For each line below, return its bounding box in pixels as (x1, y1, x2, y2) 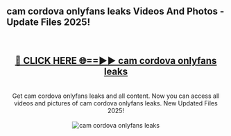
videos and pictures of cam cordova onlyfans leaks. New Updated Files (14, 99, 218, 107)
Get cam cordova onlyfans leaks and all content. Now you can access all (12, 92, 220, 100)
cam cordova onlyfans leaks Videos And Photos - (6, 6, 225, 17)
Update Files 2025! (6, 17, 91, 28)
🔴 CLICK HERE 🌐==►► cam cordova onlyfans (15, 55, 217, 67)
